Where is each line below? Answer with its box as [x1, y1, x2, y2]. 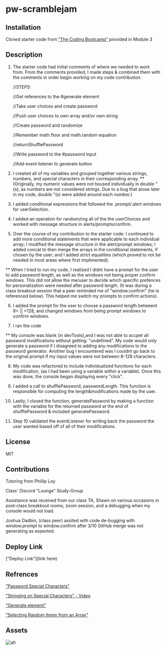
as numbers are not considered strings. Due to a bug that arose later [21, 186, 160, 192]
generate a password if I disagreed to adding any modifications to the [5, 343, 147, 349]
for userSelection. [12, 206, 49, 212]
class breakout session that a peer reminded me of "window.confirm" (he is [5, 287, 160, 293]
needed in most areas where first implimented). [12, 257, 109, 263]
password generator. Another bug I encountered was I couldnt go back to [5, 348, 155, 354]
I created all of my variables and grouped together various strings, [12, 170, 148, 176]
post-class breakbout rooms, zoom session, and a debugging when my [5, 503, 151, 509]
